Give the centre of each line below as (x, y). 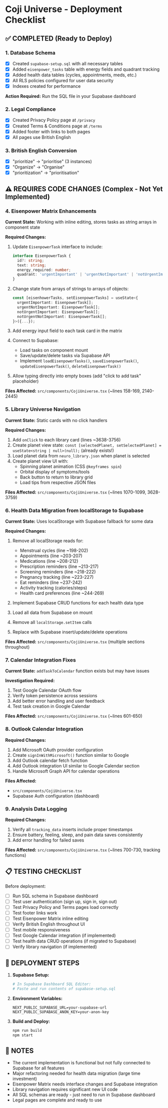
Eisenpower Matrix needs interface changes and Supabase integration (85, 1084)
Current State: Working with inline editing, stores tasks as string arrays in (81, 222)
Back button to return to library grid (56, 477)
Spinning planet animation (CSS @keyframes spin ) (71, 466)
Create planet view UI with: (40, 461)
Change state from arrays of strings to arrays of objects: (70, 289)
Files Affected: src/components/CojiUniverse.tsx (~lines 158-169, (73, 391)
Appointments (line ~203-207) (51, 556)
